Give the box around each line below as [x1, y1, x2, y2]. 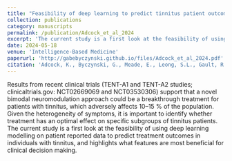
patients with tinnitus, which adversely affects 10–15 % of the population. [7, 102, 214, 110]
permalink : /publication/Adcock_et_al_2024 [7, 29, 135, 36]
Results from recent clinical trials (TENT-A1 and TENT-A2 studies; [7, 80, 193, 88]
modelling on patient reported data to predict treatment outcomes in [7, 131, 201, 140]
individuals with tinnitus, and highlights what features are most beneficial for [7, 138, 224, 147]
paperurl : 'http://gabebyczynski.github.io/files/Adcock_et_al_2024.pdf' [7, 55, 224, 62]
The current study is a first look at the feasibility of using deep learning [7, 124, 209, 132]
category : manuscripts [7, 23, 72, 30]
